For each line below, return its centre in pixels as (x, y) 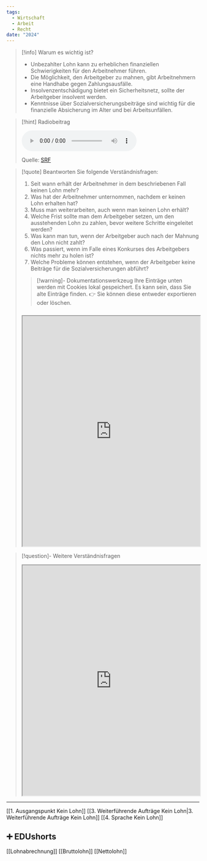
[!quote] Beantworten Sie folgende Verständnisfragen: (90, 172)
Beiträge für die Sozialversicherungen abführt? (89, 269)
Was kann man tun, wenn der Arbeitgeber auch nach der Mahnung (115, 236)
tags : (13, 12)
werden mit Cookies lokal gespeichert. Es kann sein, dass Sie (114, 287)
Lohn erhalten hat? (54, 203)
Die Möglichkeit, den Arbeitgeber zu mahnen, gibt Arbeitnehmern (113, 77)
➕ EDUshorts (32, 836)
